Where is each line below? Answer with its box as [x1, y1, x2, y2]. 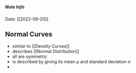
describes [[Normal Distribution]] [12, 48, 80, 54]
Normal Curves [5, 30, 53, 38]
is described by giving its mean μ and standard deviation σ [12, 58, 131, 64]
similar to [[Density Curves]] [12, 43, 70, 49]
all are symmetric [12, 54, 48, 59]
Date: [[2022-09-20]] [5, 16, 49, 22]
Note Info [5, 4, 25, 10]
